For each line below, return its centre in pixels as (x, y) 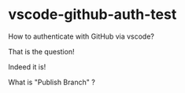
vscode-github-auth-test (92, 15)
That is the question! (41, 51)
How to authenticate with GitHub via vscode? (81, 36)
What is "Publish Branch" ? (52, 82)
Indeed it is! (27, 67)
